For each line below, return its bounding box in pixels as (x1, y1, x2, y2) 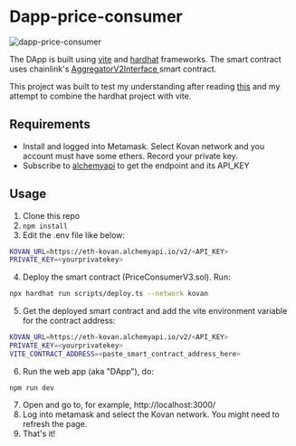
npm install (22, 222, 68, 231)
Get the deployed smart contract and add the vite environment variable (22, 306, 288, 317)
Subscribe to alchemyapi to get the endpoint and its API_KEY (22, 160, 251, 171)
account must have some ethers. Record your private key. (22, 150, 238, 161)
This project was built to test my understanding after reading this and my (9, 81, 281, 91)
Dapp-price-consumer (9, 6, 183, 27)
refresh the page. (22, 418, 88, 429)
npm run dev (9, 383, 54, 393)
